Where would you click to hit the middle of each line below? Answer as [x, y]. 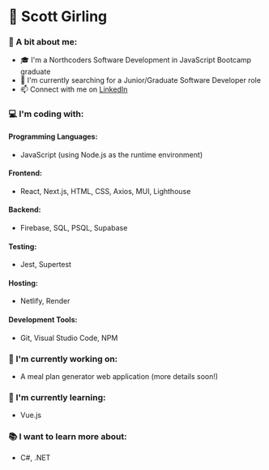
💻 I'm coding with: [46, 114]
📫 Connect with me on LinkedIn [74, 89]
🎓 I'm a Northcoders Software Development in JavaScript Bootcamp [136, 60]
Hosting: [23, 282]
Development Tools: [43, 320]
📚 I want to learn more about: [68, 437]
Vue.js [31, 415]
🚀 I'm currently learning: [57, 397]
